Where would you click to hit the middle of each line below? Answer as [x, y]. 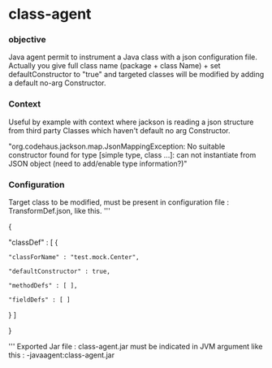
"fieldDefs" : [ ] [39, 300]
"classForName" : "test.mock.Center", [74, 258]
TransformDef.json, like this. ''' [60, 211]
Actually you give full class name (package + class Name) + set [114, 66]
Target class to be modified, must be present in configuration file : [119, 202]
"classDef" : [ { [33, 242]
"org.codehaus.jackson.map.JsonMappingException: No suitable [117, 146]
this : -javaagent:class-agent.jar [62, 355]
